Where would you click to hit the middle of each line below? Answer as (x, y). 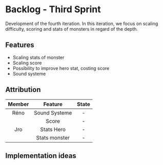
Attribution (23, 90)
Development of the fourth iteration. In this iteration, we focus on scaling (82, 23)
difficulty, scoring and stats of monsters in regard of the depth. (72, 29)
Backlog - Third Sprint (53, 9)
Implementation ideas (41, 156)
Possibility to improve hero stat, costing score (61, 68)
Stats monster (53, 137)
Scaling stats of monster (38, 57)
